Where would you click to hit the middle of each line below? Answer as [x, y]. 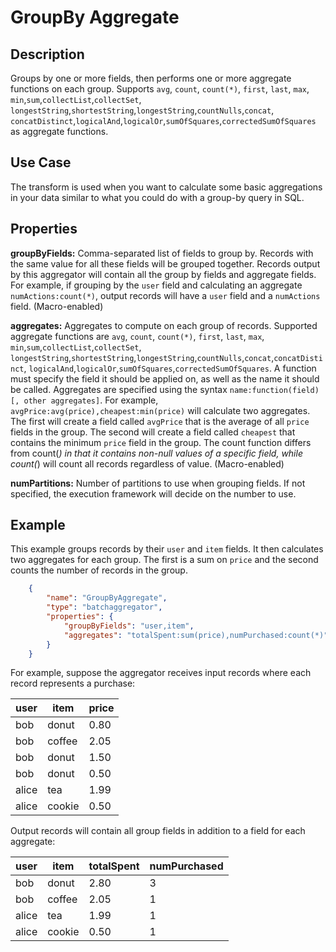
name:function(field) [274, 390]
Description [47, 54]
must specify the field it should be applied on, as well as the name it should [165, 378]
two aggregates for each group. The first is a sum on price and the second [164, 560]
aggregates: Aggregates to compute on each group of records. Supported [164, 325]
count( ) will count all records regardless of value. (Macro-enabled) [147, 463]
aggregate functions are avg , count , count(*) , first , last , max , [137, 336]
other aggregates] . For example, [91, 400]
